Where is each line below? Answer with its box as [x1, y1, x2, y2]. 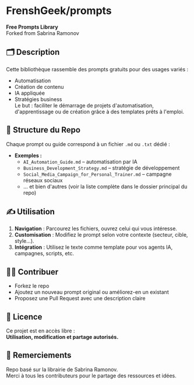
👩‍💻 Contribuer [6, 267, 59, 277]
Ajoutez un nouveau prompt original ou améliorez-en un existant [14, 289, 169, 296]
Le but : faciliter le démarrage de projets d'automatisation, [14, 102, 154, 109]
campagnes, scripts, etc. [14, 250, 75, 257]
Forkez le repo [14, 282, 50, 290]
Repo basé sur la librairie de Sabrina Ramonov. [6, 366, 118, 373]
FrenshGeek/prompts [6, 4, 112, 18]
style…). [14, 238, 34, 245]
